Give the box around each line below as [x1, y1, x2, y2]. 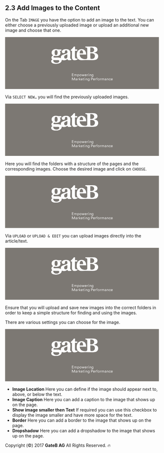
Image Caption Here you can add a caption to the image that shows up [12, 397, 155, 403]
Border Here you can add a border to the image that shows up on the [12, 417, 151, 423]
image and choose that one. [5, 27, 61, 33]
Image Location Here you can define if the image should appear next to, [12, 386, 158, 392]
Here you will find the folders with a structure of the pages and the [5, 161, 139, 167]
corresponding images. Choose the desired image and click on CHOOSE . [5, 166, 147, 172]
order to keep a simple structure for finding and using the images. [5, 310, 137, 316]
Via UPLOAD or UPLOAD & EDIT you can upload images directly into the [5, 233, 142, 238]
